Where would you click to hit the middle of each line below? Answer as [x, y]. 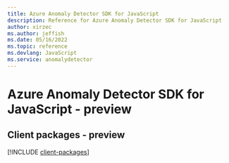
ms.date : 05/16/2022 [38, 40]
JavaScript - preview [70, 109]
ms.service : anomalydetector [50, 60]
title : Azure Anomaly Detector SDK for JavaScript [83, 14]
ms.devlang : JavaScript [42, 53]
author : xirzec [30, 27]
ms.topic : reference [38, 46]
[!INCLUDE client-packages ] [48, 152]
